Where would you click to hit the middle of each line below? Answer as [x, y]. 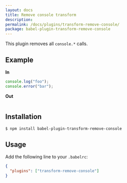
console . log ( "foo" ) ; [27, 82]
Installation [23, 117]
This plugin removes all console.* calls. [47, 44]
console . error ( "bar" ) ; [29, 86]
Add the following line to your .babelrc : [47, 157]
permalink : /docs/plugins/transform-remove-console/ [62, 24]
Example [19, 60]
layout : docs [19, 10]
